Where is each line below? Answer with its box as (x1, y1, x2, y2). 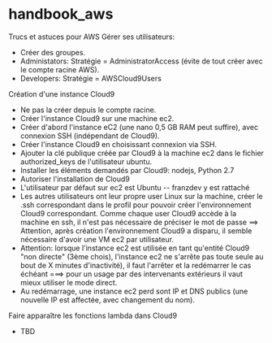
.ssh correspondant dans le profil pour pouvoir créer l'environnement (19, 200, 252, 210)
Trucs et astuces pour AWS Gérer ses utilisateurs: (8, 32, 175, 41)
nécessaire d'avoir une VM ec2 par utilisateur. (19, 234, 175, 244)
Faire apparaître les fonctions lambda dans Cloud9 (8, 310, 177, 320)
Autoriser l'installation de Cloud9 (19, 174, 130, 184)
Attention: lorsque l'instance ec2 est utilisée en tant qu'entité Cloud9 (19, 243, 250, 253)
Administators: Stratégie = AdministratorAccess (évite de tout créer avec (19, 56, 263, 66)
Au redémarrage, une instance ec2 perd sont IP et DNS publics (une (19, 286, 248, 296)
